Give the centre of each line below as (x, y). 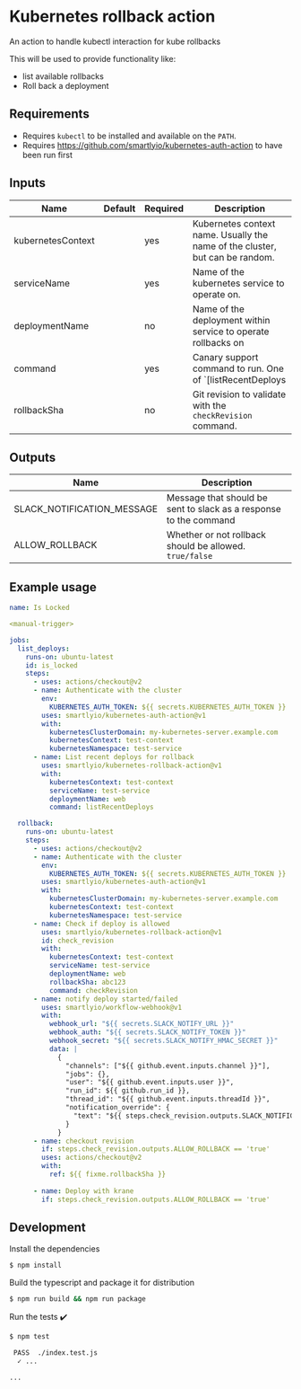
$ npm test (30, 1337)
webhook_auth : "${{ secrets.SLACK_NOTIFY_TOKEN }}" (147, 1032)
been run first (47, 155)
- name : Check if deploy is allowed (101, 924)
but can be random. (233, 257)
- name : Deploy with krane (83, 1191)
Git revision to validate (239, 394)
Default (120, 208)
